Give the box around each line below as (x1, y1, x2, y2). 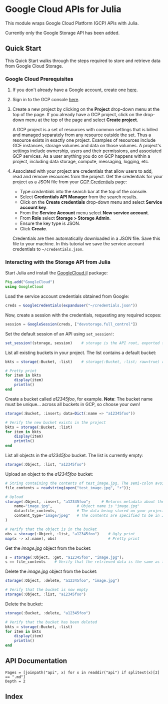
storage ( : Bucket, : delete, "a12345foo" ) (5, 610, 91, 615)
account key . (19, 204, 48, 211)
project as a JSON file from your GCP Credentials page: (12, 179, 127, 185)
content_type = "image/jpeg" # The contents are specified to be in (14, 513, 160, 518)
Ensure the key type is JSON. (19, 220, 80, 226)
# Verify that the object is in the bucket (5, 527, 97, 532)
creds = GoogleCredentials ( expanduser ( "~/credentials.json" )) (5, 303, 137, 308)
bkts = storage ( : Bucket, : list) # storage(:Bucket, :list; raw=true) (5, 359, 160, 364)
